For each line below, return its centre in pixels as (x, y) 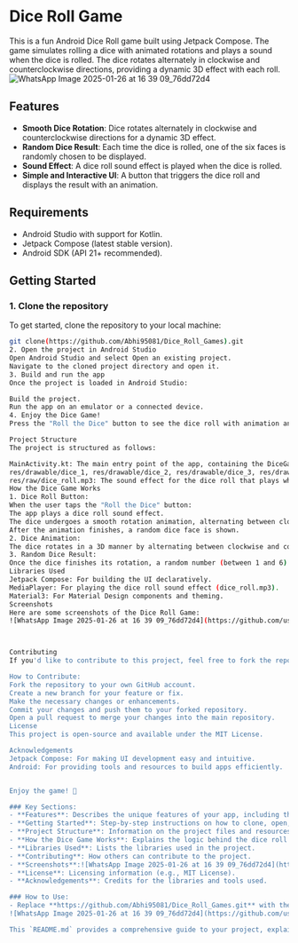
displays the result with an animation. (90, 185)
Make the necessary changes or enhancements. (94, 701)
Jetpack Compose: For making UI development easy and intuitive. (132, 758)
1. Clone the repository (59, 305)
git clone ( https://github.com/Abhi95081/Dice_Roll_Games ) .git (126, 342)
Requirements (49, 213)
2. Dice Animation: (45, 538)
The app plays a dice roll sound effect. (87, 513)
